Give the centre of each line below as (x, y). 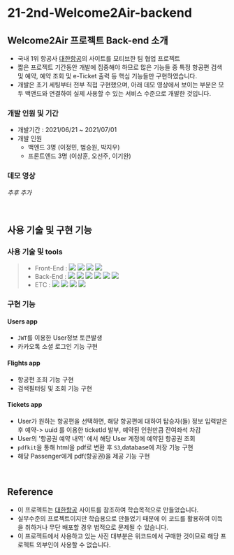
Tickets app (25, 405)
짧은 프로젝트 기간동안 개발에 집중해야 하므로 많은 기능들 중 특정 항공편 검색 (120, 67)
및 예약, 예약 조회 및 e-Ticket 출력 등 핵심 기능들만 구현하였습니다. (107, 76)
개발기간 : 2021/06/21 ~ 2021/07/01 (67, 130)
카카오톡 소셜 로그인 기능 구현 (57, 347)
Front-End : (51, 268)
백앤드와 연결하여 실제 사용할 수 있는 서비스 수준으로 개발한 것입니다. (118, 93)
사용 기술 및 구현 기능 (50, 230)
